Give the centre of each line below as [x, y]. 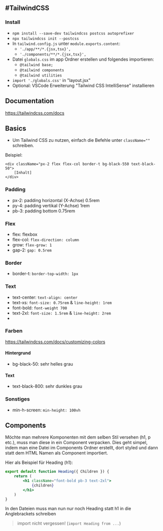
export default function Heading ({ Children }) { [57, 472]
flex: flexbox [25, 234]
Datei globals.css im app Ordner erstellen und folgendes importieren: [83, 59]
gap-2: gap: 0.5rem [32, 250]
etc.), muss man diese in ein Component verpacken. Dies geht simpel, [76, 443]
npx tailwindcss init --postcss [45, 39]
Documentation [30, 101]
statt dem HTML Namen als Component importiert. [57, 453]
